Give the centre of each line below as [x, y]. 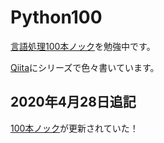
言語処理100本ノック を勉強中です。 [83, 46]
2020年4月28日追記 [73, 102]
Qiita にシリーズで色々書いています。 [85, 67]
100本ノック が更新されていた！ [74, 128]
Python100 [56, 17]
